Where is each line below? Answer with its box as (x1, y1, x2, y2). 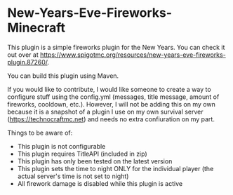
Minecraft (7, 20, 65, 36)
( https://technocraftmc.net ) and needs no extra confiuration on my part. (7, 114, 215, 123)
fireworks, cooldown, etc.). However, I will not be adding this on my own (7, 100, 215, 108)
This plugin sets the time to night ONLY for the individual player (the (17, 164, 214, 173)
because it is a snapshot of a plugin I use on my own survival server (7, 107, 204, 116)
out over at (7, 51, 39, 59)
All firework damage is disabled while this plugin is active (17, 179, 183, 187)
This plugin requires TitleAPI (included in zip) (17, 149, 147, 158)
